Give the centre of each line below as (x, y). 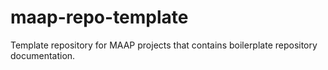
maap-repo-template (99, 17)
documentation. (43, 55)
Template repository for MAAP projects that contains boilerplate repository (164, 45)
